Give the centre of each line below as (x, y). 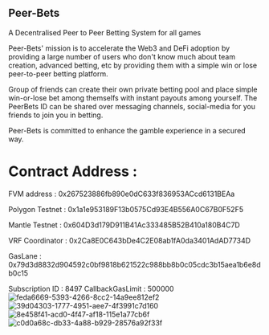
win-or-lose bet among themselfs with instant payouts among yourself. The (133, 98)
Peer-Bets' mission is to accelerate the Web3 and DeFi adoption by (119, 48)
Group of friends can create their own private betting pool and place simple (133, 89)
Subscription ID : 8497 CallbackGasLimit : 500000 (91, 288)
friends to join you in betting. (56, 115)
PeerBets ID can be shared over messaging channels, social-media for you (132, 106)
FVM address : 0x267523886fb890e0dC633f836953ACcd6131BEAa (122, 194)
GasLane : (25, 255)
